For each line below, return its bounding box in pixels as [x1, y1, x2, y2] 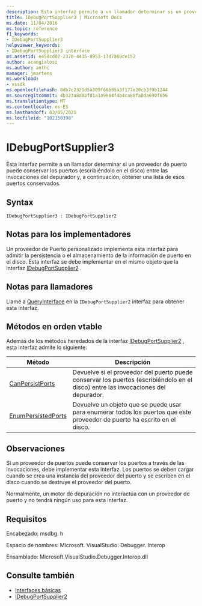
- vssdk [6, 82, 26, 88]
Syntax [6, 197, 34, 207]
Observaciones [6, 443, 65, 453]
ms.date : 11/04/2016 [6, 20, 58, 26]
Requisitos [6, 514, 47, 524]
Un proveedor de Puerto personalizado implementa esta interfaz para [6, 245, 179, 252]
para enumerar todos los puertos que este [72, 408, 192, 416]
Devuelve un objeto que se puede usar [72, 401, 182, 409]
